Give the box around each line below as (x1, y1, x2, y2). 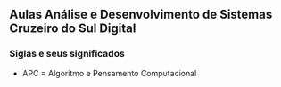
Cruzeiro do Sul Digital (9, 21, 136, 36)
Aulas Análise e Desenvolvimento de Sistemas (9, 7, 273, 22)
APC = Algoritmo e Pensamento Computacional (21, 67, 197, 78)
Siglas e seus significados (9, 48, 125, 60)
